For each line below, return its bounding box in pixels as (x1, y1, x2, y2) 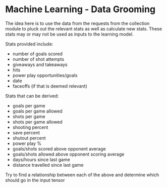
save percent (12, 129, 40, 135)
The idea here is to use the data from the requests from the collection (5, 20, 150, 26)
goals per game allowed (12, 108, 63, 114)
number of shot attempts (12, 56, 65, 62)
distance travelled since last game (12, 162, 84, 168)
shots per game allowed (12, 119, 63, 125)
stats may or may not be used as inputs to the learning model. (5, 31, 134, 37)
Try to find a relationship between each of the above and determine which (5, 171, 159, 178)
